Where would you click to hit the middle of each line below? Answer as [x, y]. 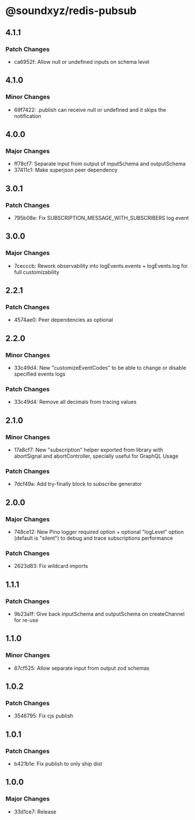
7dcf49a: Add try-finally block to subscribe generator [78, 484]
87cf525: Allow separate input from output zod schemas [81, 668]
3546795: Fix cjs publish [43, 716]
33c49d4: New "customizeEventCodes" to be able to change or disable [100, 368]
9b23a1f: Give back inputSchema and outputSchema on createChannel [99, 614]
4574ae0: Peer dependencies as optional [63, 320]
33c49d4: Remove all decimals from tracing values [75, 402]
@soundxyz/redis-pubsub [71, 11]
